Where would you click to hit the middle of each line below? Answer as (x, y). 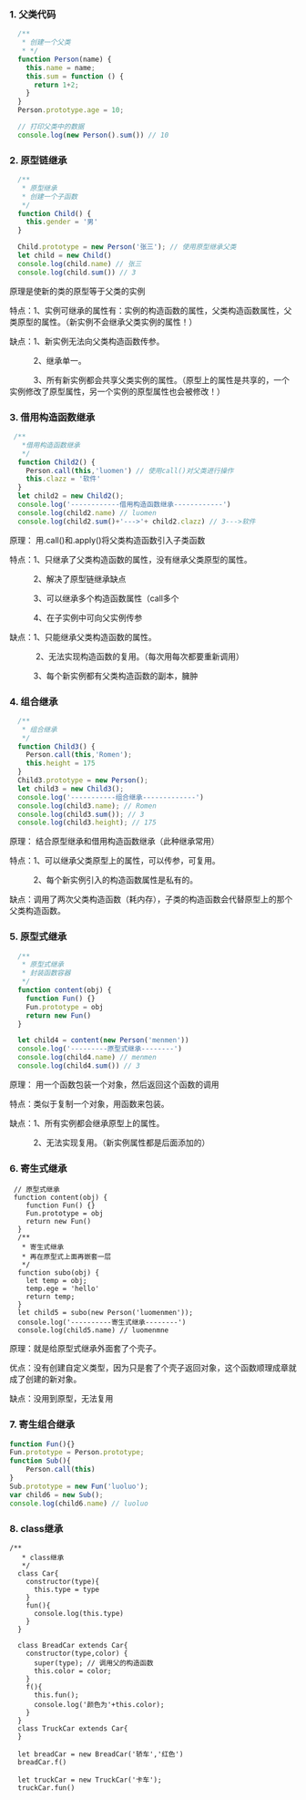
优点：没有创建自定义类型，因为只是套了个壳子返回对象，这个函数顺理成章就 (153, 1368)
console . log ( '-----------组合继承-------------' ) (111, 797)
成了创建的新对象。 (46, 1380)
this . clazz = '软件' (63, 479)
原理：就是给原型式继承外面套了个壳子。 (85, 1349)
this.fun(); (56, 1695)
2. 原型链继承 (38, 160)
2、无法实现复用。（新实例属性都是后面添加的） (122, 1143)
